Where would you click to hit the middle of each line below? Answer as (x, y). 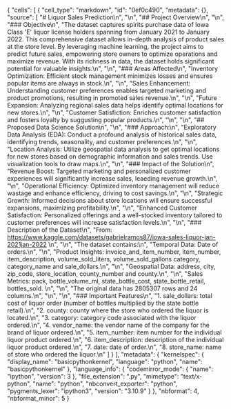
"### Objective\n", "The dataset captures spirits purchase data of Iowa (108, 24)
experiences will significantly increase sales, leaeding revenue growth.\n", (112, 178)
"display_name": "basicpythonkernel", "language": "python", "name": (105, 362)
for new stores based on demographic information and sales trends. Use (110, 157)
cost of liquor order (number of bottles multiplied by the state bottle (103, 303)
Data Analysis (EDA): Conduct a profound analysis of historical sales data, (112, 134)
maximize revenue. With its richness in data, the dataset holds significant (111, 61)
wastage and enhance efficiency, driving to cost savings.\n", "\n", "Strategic (115, 193)
